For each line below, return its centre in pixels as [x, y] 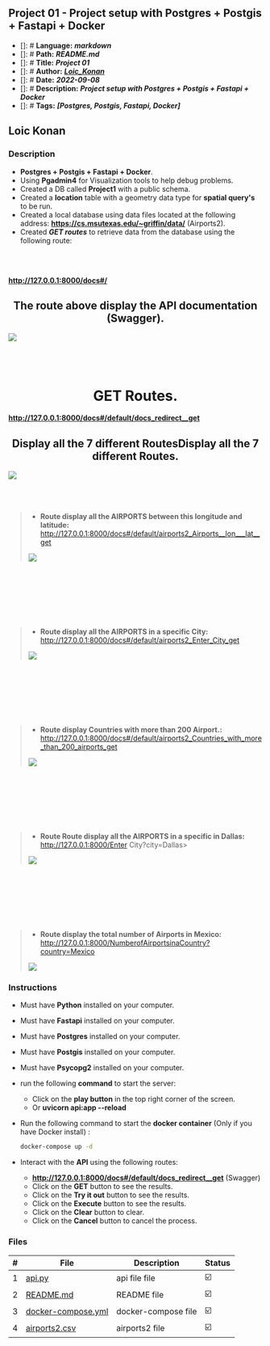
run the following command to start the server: [98, 1083]
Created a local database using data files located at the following [128, 214]
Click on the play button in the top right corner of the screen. [133, 1099]
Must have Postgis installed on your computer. [98, 1052]
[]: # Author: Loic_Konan [62, 71]
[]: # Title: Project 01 [55, 62]
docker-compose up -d [56, 1147]
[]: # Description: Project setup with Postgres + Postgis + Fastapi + [134, 88]
